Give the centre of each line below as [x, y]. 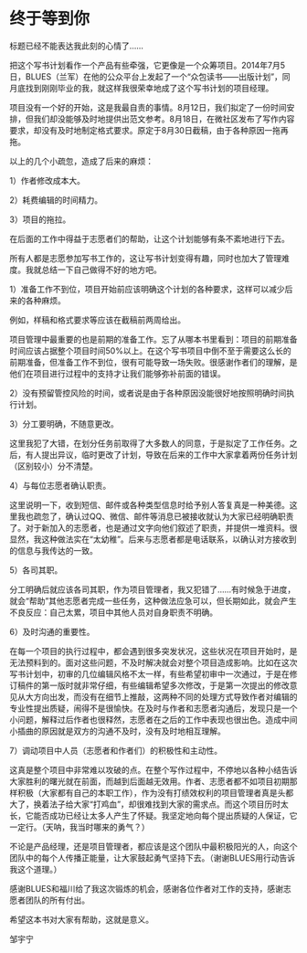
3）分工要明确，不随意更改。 [64, 424]
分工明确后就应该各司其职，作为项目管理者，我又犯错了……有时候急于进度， [153, 589]
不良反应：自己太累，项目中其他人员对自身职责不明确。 [113, 612]
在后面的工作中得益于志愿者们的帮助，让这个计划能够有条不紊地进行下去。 [149, 238]
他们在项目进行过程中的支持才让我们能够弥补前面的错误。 [117, 373]
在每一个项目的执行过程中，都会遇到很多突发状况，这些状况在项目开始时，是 [153, 651]
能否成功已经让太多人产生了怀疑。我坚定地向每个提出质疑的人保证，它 [165, 815]
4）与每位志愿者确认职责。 [60, 485]
